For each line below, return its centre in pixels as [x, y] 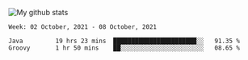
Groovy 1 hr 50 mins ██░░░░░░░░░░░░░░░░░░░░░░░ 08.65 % [124, 48]
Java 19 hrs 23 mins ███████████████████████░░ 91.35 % [124, 41]
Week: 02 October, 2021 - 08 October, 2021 [83, 27]
